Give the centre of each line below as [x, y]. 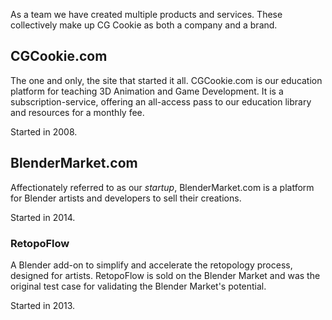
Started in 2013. [43, 305]
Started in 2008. [44, 131]
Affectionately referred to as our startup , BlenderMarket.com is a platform [162, 187]
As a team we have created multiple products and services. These [146, 14]
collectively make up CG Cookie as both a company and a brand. [144, 25]
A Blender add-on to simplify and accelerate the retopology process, [151, 265]
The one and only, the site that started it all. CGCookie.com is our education [166, 80]
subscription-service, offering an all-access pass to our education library [161, 101]
